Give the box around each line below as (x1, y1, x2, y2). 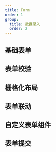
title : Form (5, 7, 30, 13)
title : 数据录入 (9, 21, 41, 27)
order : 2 (9, 26, 28, 31)
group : (5, 17, 19, 22)
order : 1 (5, 12, 23, 17)
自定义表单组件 (5, 121, 51, 129)
